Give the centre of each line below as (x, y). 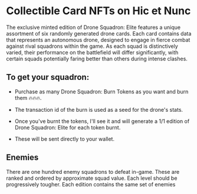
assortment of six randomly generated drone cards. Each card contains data (99, 33)
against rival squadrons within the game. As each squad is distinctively (92, 46)
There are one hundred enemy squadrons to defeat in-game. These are (93, 172)
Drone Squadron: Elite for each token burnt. (68, 127)
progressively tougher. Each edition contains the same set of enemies (91, 184)
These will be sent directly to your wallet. (65, 139)
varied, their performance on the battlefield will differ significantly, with (92, 52)
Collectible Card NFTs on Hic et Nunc (98, 11)
